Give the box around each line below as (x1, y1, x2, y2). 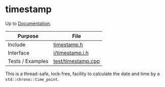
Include (8, 41, 26, 48)
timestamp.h (53, 41, 83, 48)
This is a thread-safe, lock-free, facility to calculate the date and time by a (5, 70, 160, 77)
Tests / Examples (8, 57, 49, 65)
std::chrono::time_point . (5, 76, 59, 82)
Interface (8, 49, 29, 56)
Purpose (17, 32, 39, 39)
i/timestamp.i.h (53, 49, 89, 56)
